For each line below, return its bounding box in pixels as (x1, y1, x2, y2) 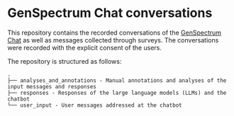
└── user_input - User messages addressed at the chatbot (7, 101, 182, 109)
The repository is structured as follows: (7, 57, 122, 65)
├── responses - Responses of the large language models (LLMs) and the (7, 89, 227, 96)
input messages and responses (7, 83, 97, 90)
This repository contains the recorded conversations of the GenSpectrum (7, 28, 222, 37)
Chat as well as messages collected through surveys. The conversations (7, 35, 219, 44)
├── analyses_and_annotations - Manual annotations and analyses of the (7, 76, 227, 84)
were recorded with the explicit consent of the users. (7, 43, 162, 52)
